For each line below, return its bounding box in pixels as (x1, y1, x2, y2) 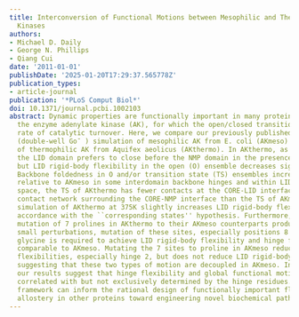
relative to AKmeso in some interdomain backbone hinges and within (17, 178, 277, 187)
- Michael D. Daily (9, 37, 82, 47)
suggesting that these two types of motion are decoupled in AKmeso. (17, 261, 280, 270)
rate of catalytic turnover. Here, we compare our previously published (17, 129, 293, 138)
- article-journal (9, 87, 77, 96)
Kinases (17, 21, 46, 30)
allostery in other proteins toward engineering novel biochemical (17, 294, 273, 303)
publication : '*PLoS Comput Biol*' (9, 95, 141, 105)
